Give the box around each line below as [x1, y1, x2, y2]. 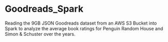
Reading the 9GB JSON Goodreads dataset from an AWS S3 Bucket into [5, 20, 157, 26]
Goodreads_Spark [5, 3, 84, 15]
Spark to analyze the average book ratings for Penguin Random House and [5, 25, 163, 31]
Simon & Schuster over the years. [5, 31, 76, 37]
